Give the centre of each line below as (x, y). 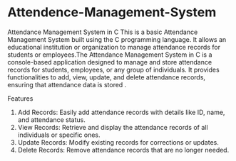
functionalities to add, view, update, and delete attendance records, (106, 77)
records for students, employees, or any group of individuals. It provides (113, 70)
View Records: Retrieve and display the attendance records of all (113, 127)
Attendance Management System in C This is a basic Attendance (103, 32)
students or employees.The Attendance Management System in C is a (110, 55)
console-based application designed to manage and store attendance (110, 62)
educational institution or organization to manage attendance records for (114, 47)
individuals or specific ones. (59, 135)
